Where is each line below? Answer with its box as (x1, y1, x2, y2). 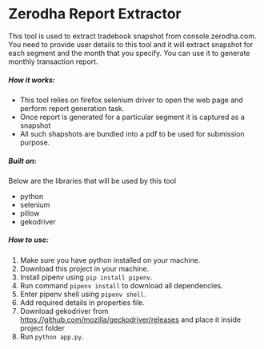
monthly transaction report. (8, 57, 98, 66)
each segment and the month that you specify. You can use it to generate (8, 48, 250, 58)
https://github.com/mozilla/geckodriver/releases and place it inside (19, 315, 242, 324)
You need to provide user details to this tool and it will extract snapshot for (8, 39, 254, 49)
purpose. (19, 137, 50, 147)
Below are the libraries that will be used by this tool (8, 176, 177, 185)
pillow (19, 208, 40, 218)
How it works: (8, 75, 56, 85)
